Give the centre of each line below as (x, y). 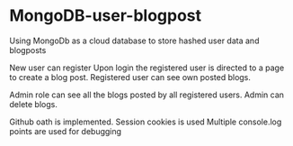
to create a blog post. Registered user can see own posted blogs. (130, 77)
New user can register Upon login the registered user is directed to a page (147, 68)
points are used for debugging (66, 131)
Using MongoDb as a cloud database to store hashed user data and (134, 41)
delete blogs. (34, 104)
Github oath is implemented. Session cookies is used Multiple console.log (146, 122)
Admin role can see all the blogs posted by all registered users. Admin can (147, 95)
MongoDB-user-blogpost (106, 16)
